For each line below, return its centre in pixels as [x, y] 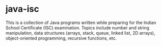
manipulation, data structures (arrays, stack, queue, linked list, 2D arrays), [80, 33]
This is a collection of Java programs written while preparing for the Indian [81, 23]
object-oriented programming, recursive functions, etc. [61, 38]
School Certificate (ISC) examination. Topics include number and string [77, 27]
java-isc [22, 9]
